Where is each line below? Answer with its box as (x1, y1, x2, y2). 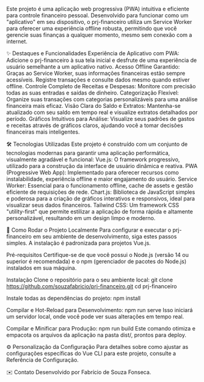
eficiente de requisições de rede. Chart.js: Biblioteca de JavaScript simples (6, 188, 195, 196)
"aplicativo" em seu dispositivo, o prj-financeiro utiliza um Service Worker (6, 18, 192, 25)
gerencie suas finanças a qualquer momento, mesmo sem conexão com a (6, 31, 192, 39)
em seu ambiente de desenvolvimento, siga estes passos (32, 233, 177, 240)
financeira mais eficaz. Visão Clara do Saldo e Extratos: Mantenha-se (6, 102, 181, 109)
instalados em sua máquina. (6, 264, 77, 272)
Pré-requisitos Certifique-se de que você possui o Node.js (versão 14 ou (6, 251, 189, 258)
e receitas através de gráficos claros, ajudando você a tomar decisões (6, 122, 183, 129)
